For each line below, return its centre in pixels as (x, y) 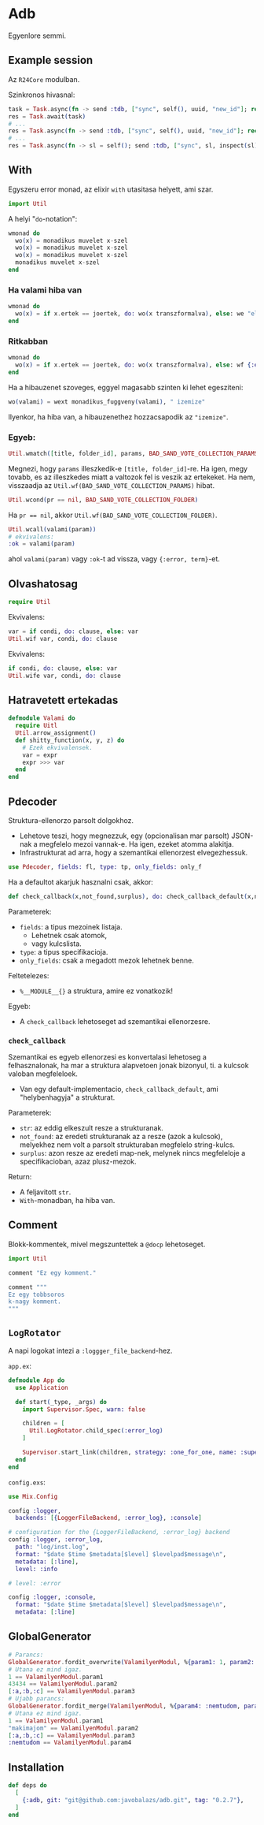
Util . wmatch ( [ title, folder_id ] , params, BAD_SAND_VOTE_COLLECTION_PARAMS (133, 453)
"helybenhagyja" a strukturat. (67, 1097)
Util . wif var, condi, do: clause (63, 639)
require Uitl (37, 726)
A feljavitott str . (45, 1192)
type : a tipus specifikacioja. (64, 952)
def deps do (27, 1786)
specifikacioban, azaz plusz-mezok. (78, 1162)
